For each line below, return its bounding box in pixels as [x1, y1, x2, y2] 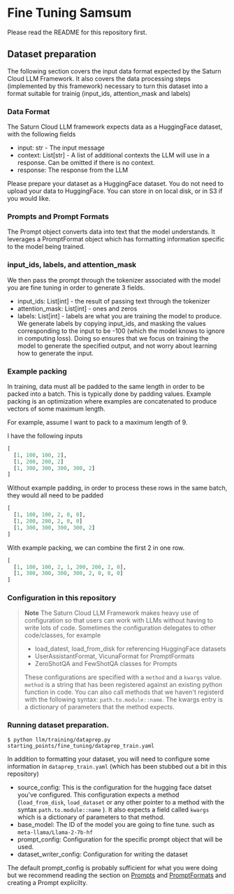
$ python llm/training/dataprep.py [7, 736, 111, 743]
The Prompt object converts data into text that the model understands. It [7, 227, 215, 236]
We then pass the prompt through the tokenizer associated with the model [7, 276, 221, 284]
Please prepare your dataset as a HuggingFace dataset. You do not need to [7, 180, 224, 188]
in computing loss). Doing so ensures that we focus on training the [17, 334, 209, 342]
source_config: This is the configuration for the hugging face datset [17, 783, 212, 791]
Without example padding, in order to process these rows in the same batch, [7, 484, 228, 492]
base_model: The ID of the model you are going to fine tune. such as [17, 820, 215, 828]
